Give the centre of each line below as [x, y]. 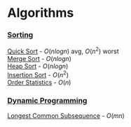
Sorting [20, 35]
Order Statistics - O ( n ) [39, 82]
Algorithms [41, 13]
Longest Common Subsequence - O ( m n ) [66, 116]
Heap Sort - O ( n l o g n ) [38, 66]
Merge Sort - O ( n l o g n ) [40, 59]
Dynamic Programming [47, 100]
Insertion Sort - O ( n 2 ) [38, 74]
